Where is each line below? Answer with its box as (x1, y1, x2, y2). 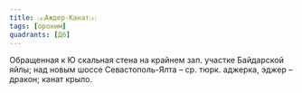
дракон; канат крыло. (9, 74, 93, 85)
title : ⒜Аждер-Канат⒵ (9, 13, 97, 23)
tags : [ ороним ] (9, 22, 67, 31)
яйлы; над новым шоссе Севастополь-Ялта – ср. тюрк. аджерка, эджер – (9, 64, 293, 75)
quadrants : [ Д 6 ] (9, 30, 71, 39)
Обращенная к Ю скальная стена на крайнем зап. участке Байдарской (9, 55, 285, 66)
